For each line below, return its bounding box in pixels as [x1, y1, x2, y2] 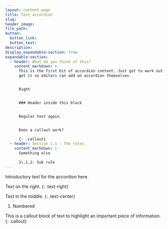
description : [5, 45, 33, 50]
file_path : [5, 26, 28, 31]
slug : [5, 17, 17, 22]
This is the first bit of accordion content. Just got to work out [18, 69, 163, 74]
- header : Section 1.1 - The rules [10, 141, 85, 147]
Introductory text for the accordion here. [5, 173, 89, 179]
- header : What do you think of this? [10, 59, 92, 64]
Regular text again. [18, 114, 62, 119]
